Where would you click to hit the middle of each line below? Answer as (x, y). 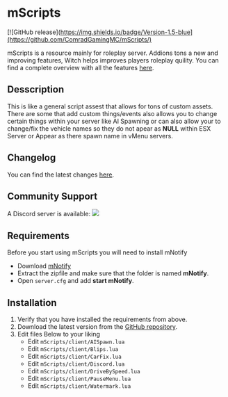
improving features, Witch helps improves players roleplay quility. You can (113, 60)
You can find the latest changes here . (61, 175)
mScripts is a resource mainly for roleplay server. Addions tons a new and (113, 53)
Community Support (52, 196)
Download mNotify (44, 266)
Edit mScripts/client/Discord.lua (76, 364)
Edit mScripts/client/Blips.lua (73, 349)
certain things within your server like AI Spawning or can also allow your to (114, 121)
